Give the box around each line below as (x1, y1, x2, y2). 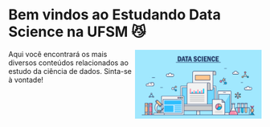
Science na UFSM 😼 (8, 23, 146, 41)
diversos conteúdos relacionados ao (8, 58, 129, 68)
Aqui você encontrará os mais (8, 49, 108, 59)
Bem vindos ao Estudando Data (8, 6, 221, 24)
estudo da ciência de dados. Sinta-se (8, 66, 133, 76)
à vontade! (8, 75, 44, 84)
